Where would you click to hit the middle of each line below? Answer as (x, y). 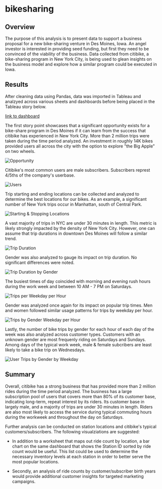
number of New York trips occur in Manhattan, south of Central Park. (74, 204)
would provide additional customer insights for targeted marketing (78, 476)
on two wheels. (20, 151)
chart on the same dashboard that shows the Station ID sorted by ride (81, 446)
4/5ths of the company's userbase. (40, 175)
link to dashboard (22, 116)
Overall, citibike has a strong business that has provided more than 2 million (81, 386)
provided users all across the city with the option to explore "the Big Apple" (80, 146)
